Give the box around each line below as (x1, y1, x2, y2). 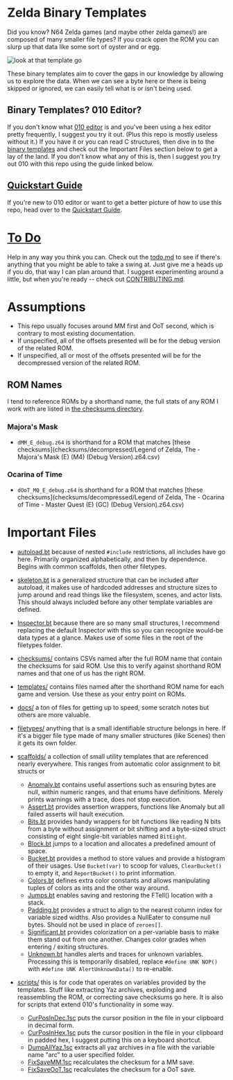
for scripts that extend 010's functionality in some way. (17, 1000, 174, 1009)
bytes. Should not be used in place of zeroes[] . (27, 920, 163, 929)
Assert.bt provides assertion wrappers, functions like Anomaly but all (27, 803, 225, 811)
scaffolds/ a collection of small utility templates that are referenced (17, 752, 209, 760)
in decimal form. (27, 1021, 74, 1029)
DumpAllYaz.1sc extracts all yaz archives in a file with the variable (27, 1043, 215, 1052)
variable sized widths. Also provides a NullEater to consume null (27, 913, 211, 921)
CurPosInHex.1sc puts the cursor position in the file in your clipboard (27, 1028, 224, 1036)
